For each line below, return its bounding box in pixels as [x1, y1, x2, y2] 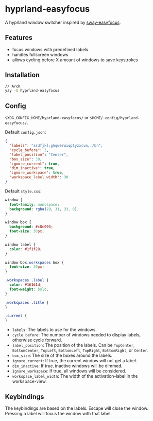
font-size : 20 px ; [9, 264, 45, 269]
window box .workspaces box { [5, 260, 64, 265]
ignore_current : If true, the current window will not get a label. [12, 358, 137, 364]
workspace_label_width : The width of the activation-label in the [12, 373, 138, 379]
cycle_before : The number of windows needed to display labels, [12, 332, 141, 338]
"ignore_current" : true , [9, 161, 60, 166]
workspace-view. [12, 378, 47, 385]
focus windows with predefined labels [12, 46, 88, 52]
